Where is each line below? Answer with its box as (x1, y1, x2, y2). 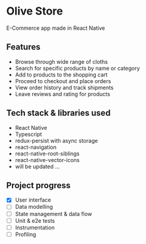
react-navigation (15, 143, 57, 151)
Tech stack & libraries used (6, 108, 111, 118)
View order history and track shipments (15, 84, 114, 91)
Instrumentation (15, 223, 55, 231)
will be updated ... (15, 163, 60, 170)
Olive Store (6, 4, 64, 18)
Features (6, 42, 41, 52)
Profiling (15, 231, 36, 238)
